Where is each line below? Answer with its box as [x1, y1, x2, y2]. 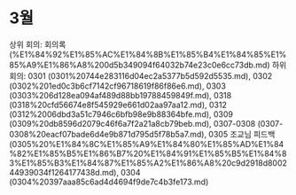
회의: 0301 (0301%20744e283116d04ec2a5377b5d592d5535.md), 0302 [9, 70, 273, 81]
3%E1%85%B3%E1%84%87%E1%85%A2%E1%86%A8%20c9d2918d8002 [9, 157, 288, 168]
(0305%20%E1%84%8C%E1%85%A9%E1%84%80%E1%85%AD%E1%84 [9, 138, 284, 149]
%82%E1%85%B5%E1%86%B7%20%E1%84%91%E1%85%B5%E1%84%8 [9, 148, 287, 159]
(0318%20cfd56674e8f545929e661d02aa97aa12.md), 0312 [9, 99, 228, 110]
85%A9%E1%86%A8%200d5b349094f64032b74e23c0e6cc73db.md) [9, 59, 270, 70]
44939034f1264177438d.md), [9, 167, 120, 177]
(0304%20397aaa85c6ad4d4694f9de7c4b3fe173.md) [9, 176, 209, 187]
